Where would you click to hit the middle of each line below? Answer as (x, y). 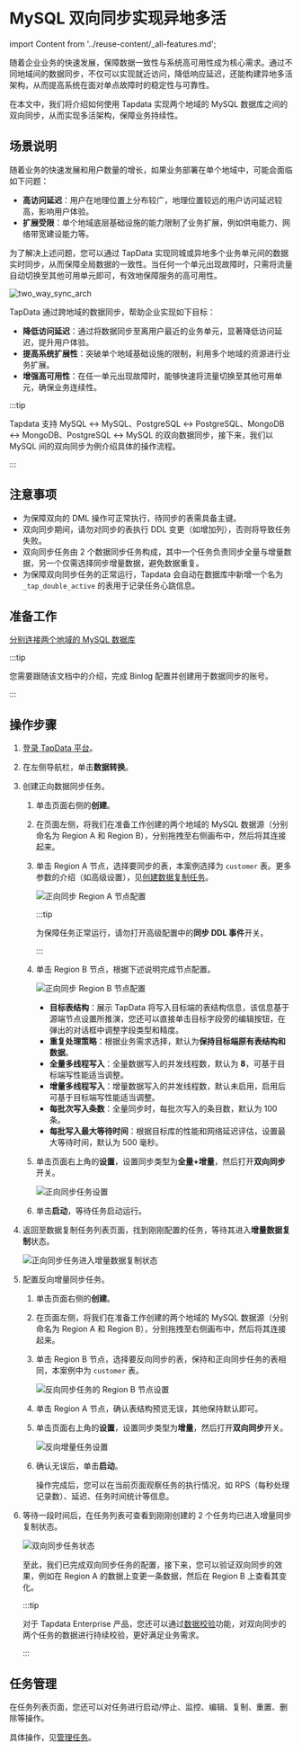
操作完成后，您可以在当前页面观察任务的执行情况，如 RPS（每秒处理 (163, 1485)
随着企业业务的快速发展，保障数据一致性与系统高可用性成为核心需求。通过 (147, 62)
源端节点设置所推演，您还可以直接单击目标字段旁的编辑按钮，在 (167, 1019)
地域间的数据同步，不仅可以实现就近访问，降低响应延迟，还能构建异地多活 (155, 74)
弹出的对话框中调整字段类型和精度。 (116, 1030)
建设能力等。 (70, 234)
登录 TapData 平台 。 (60, 748)
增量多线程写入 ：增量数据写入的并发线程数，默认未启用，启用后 (167, 1086)
